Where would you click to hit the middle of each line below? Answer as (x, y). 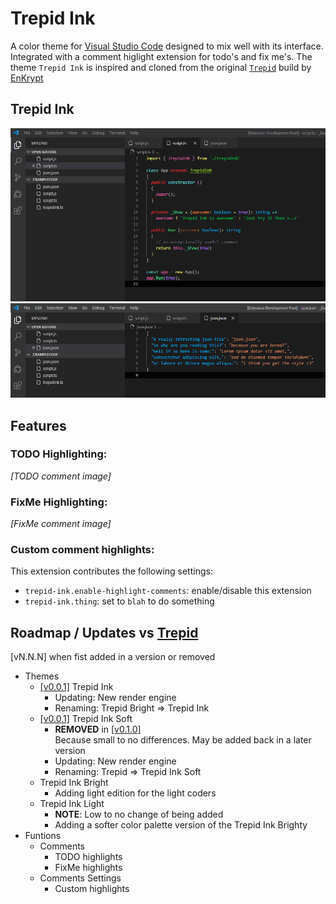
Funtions (43, 836)
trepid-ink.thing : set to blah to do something (119, 601)
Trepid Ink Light (72, 804)
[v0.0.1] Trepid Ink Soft (86, 719)
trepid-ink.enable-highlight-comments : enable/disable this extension (168, 591)
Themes (42, 676)
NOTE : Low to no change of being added (139, 814)
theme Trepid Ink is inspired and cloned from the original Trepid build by (161, 67)
